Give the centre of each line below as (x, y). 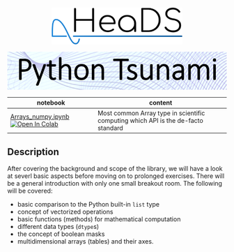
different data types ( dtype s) (58, 226)
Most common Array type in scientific (151, 113)
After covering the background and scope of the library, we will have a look (115, 168)
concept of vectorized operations (65, 212)
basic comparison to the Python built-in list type (88, 204)
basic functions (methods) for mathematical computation (99, 219)
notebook (51, 103)
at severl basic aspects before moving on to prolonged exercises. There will (116, 176)
